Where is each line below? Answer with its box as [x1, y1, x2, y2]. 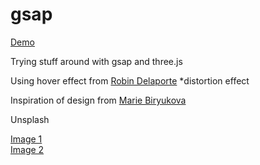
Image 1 [10, 133, 43, 145]
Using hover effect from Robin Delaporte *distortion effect [10, 74, 250, 87]
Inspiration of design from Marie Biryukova [10, 94, 187, 106]
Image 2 [10, 143, 45, 155]
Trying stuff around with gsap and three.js [10, 55, 183, 67]
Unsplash [10, 113, 50, 125]
